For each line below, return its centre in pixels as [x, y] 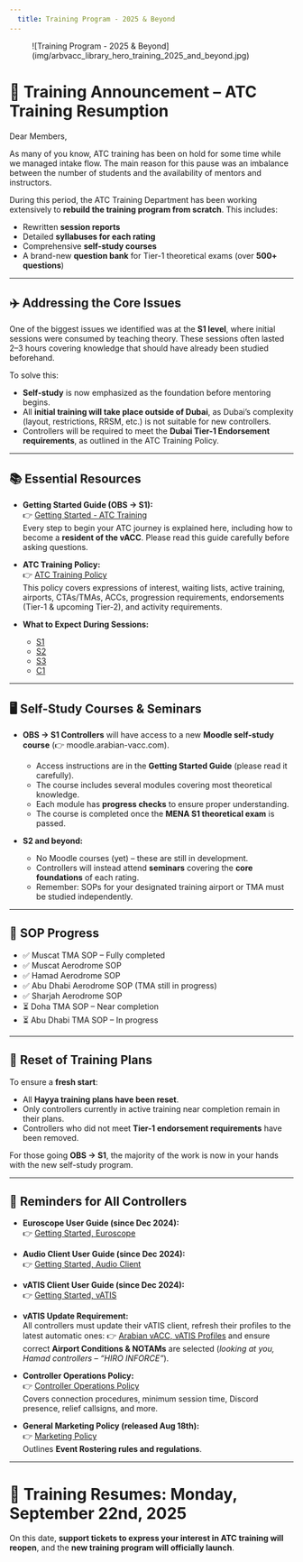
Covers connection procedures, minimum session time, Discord [140, 1399]
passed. [50, 823]
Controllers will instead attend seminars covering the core [144, 868]
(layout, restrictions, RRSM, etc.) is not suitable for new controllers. [147, 422]
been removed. [50, 1137]
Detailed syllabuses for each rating [89, 236]
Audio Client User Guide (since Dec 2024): [104, 1254]
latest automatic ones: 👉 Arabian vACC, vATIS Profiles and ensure [146, 1336]
